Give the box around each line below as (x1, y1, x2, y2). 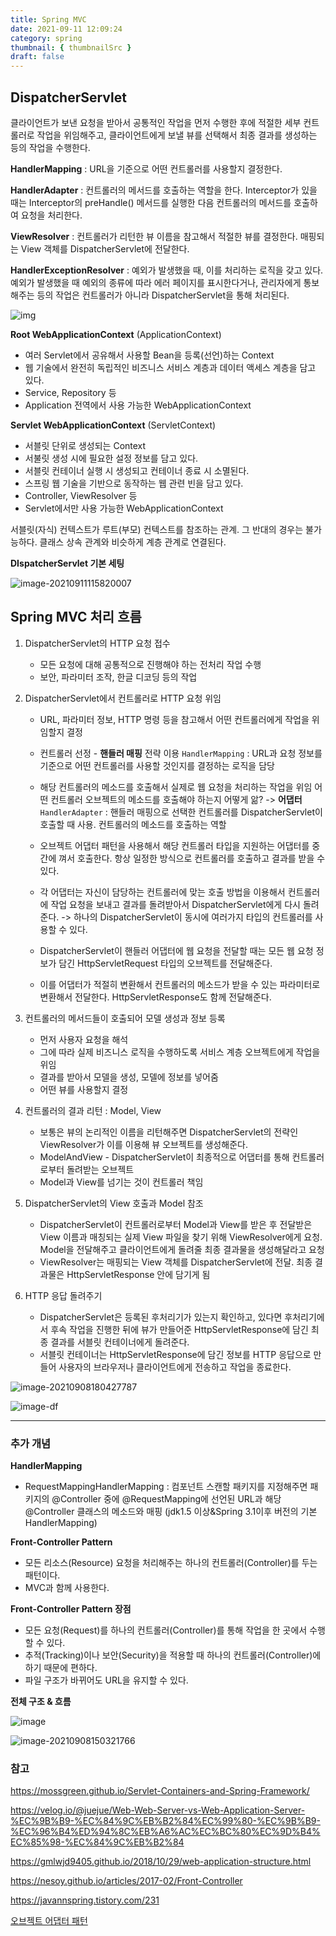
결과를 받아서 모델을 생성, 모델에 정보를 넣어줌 (39, 1071, 219, 1083)
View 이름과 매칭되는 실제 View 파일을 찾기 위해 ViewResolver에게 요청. (39, 1231, 323, 1243)
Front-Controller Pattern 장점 (10, 1603, 132, 1615)
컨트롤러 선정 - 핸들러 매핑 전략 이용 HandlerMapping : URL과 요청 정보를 (39, 747, 323, 759)
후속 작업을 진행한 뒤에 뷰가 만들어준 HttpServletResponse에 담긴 (50, 1323, 309, 1335)
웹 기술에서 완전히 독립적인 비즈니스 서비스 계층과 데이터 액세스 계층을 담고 (24, 361, 317, 373)
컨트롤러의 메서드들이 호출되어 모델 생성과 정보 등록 (24, 1012, 226, 1024)
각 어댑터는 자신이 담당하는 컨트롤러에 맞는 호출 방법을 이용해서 (39, 886, 286, 898)
